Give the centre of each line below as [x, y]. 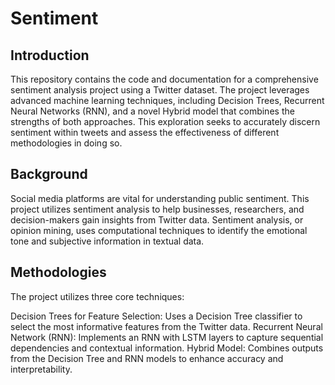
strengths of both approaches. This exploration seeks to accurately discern [165, 121]
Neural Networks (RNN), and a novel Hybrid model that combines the [152, 111]
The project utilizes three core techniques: [97, 296]
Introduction [50, 55]
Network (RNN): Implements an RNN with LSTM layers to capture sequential [167, 337]
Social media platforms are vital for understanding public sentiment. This [160, 198]
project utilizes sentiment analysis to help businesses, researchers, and [157, 209]
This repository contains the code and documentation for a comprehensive [164, 79]
